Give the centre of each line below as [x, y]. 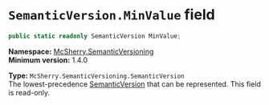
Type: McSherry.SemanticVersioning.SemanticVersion [96, 75]
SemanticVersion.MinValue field [112, 15]
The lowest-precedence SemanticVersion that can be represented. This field [134, 84]
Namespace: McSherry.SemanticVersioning [81, 51]
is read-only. [29, 92]
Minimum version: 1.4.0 [48, 60]
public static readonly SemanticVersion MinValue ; [95, 36]
